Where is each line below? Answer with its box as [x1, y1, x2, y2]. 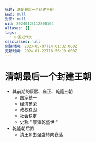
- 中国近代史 [9, 35, 33, 40]
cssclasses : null [5, 39, 41, 44]
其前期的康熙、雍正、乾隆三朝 [12, 88, 73, 94]
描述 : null [5, 12, 26, 17]
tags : [5, 30, 16, 35]
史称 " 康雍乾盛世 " [19, 119, 58, 125]
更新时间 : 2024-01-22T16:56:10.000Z [5, 48, 77, 53]
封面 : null [5, 16, 26, 21]
